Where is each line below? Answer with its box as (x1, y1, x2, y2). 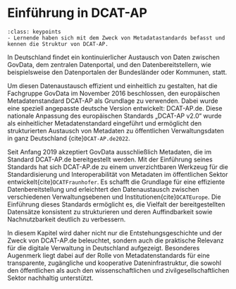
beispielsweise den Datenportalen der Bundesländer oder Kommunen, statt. (7, 68, 228, 76)
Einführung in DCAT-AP (7, 5, 148, 21)
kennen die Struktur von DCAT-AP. (7, 40, 109, 47)
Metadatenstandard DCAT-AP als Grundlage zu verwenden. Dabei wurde (7, 97, 218, 105)
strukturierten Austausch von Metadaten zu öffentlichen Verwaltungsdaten (7, 126, 224, 135)
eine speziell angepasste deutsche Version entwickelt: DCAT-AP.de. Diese (7, 104, 223, 112)
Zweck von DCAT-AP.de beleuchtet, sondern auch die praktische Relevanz (7, 236, 224, 245)
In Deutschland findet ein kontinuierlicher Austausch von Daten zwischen (7, 53, 220, 61)
